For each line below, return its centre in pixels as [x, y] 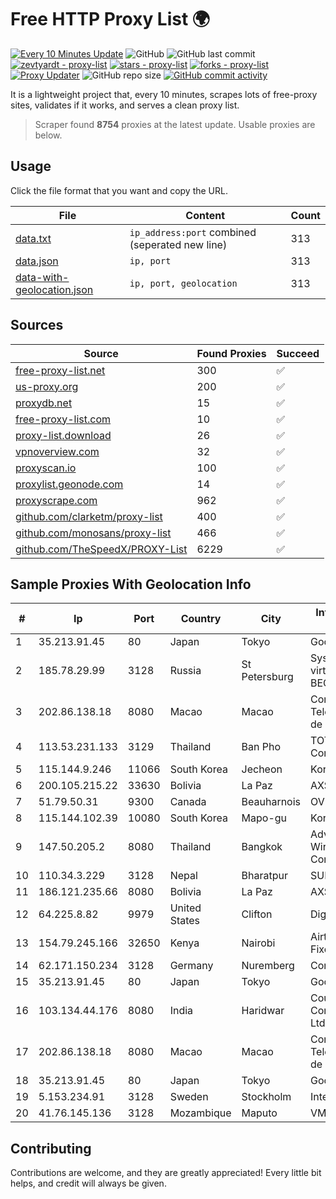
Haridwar [263, 1011]
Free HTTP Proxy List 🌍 [110, 19]
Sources [37, 325]
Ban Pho [261, 747]
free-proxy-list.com [63, 419]
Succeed [298, 353]
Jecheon [262, 769]
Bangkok [262, 847]
